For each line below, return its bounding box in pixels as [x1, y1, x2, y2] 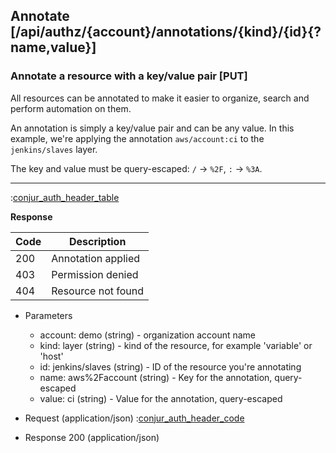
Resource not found [51, 284, 145, 298]
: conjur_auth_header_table [10, 191, 120, 203]
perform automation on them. [10, 102, 132, 114]
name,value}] [10, 39, 97, 56]
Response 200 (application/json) [24, 431, 160, 443]
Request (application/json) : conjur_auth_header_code [24, 412, 245, 424]
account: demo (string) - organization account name [39, 329, 257, 341]
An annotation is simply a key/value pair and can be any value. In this [10, 122, 295, 134]
